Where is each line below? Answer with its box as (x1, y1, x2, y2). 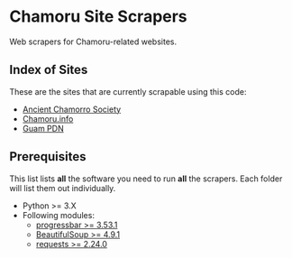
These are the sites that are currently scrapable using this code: (9, 86, 247, 97)
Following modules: (22, 209, 95, 220)
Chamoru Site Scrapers (9, 6, 187, 27)
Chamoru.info (22, 113, 74, 124)
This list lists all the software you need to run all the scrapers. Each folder (9, 173, 283, 184)
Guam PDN (22, 123, 65, 134)
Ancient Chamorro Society (22, 104, 122, 115)
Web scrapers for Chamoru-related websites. (9, 36, 178, 47)
